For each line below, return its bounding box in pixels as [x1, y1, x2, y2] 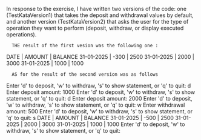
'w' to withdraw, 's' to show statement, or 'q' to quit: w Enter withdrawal [6, 101, 185, 108]
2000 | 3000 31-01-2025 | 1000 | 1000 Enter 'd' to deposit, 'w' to [24, 121, 185, 128]
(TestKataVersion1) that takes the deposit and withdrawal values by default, [6, 12, 194, 19]
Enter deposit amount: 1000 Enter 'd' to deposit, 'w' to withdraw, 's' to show [6, 88, 196, 96]
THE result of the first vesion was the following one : [12, 42, 159, 48]
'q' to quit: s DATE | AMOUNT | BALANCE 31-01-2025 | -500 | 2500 [6, 115, 174, 121]
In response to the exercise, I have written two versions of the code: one [6, 5, 186, 12]
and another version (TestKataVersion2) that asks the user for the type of [6, 18, 189, 25]
